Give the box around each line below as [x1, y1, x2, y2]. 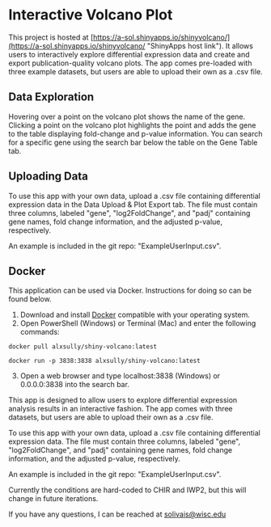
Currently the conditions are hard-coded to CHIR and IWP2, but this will [8, 485, 247, 495]
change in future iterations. [8, 494, 99, 504]
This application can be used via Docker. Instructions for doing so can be [8, 285, 252, 296]
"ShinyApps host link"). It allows [146, 40, 253, 50]
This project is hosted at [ [8, 32, 94, 42]
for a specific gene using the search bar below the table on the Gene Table [8, 137, 258, 147]
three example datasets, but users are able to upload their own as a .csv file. [8, 66, 263, 76]
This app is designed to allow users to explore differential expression [8, 395, 238, 405]
